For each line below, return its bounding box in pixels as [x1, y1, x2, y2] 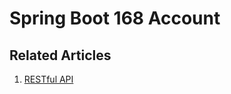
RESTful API [23, 73, 74, 85]
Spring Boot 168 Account [9, 7, 221, 30]
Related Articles [9, 47, 112, 64]
